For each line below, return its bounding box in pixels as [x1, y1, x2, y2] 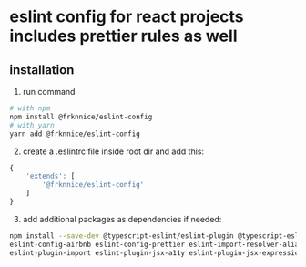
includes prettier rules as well [9, 26, 238, 46]
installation [9, 62, 75, 77]
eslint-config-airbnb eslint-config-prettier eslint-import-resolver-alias [9, 240, 303, 249]
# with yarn [9, 120, 55, 129]
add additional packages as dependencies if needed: [22, 213, 222, 224]
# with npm [9, 104, 51, 113]
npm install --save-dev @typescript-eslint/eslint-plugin [9, 231, 234, 241]
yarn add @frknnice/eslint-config [9, 129, 141, 139]
